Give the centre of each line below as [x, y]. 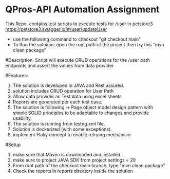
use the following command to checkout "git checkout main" [77, 39]
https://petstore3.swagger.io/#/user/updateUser [56, 29]
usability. [22, 118]
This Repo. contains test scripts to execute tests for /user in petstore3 [79, 24]
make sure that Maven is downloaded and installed [67, 154]
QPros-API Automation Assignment [83, 10]
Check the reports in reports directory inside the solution [73, 171]
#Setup [13, 145]
